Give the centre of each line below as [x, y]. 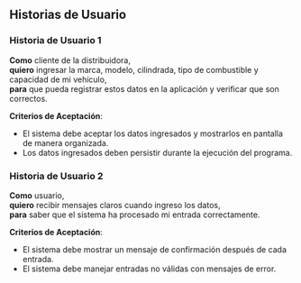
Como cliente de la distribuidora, [70, 60]
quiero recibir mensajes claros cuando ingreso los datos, [115, 205]
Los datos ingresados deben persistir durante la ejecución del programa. [157, 152]
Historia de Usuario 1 [55, 41]
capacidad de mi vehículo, [58, 79]
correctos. [28, 98]
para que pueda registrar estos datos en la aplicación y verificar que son [144, 88]
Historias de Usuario [68, 15]
